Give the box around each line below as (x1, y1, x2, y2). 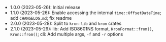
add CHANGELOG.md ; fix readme (10, 15, 72, 21)
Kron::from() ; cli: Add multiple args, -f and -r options (10, 31, 123, 37)
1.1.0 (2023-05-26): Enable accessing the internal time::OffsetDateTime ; (10, 10, 161, 16)
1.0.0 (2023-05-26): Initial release (10, 5, 81, 10)
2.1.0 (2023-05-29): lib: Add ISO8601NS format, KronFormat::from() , (10, 26, 153, 32)
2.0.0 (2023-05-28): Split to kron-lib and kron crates (10, 20, 122, 26)
